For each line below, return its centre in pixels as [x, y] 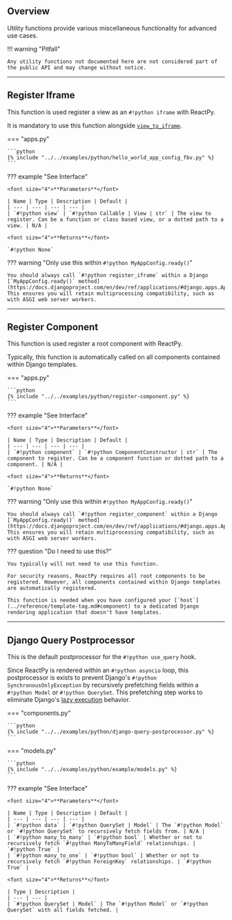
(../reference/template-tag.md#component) [69, 606]
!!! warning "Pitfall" [34, 48]
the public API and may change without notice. [77, 67]
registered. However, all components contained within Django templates [114, 582]
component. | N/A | [35, 464]
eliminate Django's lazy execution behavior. [69, 700]
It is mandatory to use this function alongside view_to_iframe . [95, 125]
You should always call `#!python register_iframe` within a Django [108, 275]
